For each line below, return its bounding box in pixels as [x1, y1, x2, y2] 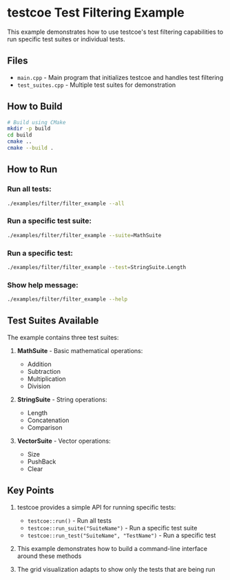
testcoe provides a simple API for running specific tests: [17, 503, 176, 511]
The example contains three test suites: [7, 333, 119, 341]
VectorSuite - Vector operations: [17, 437, 112, 445]
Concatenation [27, 416, 70, 424]
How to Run [7, 163, 58, 175]
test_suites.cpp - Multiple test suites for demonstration [17, 81, 176, 89]
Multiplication [27, 374, 67, 383]
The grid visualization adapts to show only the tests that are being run [17, 565, 216, 573]
